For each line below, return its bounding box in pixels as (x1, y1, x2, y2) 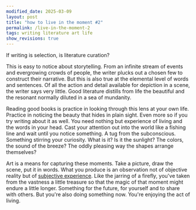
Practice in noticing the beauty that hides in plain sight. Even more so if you (6, 111, 188, 118)
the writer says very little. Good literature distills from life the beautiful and (6, 88, 185, 94)
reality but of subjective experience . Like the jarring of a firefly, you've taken (6, 173, 190, 179)
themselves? (6, 149, 37, 155)
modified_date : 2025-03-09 (6, 8, 72, 15)
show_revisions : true (6, 36, 59, 41)
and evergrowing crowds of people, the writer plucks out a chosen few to (6, 69, 183, 76)
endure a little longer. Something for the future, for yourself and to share (6, 185, 180, 191)
